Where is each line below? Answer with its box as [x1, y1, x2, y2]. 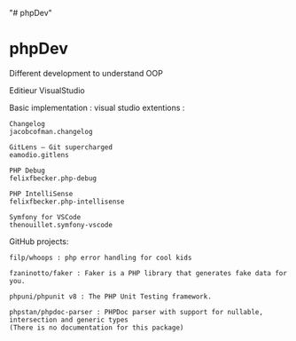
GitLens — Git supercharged [9, 142, 113, 152]
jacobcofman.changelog [9, 127, 93, 136]
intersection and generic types [9, 315, 129, 324]
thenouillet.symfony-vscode [9, 220, 113, 229]
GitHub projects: [9, 235, 69, 247]
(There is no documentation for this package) [9, 323, 184, 332]
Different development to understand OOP [9, 67, 164, 78]
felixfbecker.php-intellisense [9, 197, 125, 206]
